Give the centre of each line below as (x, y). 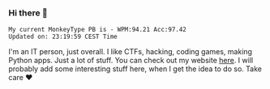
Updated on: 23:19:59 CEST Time (63, 37)
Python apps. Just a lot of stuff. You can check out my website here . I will (131, 61)
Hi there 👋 (28, 13)
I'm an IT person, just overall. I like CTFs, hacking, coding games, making (131, 52)
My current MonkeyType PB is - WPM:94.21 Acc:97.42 (97, 30)
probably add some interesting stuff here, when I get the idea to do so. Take (135, 69)
